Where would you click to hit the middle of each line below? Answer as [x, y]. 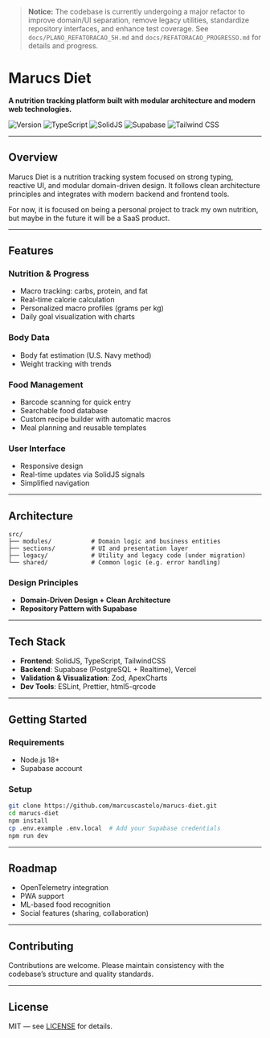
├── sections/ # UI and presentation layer [98, 549]
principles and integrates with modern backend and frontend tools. [119, 194]
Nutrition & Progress [49, 274]
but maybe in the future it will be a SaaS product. [89, 218]
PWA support [42, 896]
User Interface [37, 448]
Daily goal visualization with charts [77, 317]
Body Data [29, 338]
